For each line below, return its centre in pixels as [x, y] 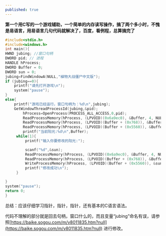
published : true [22, 10]
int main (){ [17, 49]
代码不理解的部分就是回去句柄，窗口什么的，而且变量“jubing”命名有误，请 [80, 216]
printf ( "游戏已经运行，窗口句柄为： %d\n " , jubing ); [62, 104]
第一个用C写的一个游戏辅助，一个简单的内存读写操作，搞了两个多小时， [78, 24]
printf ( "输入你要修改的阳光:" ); [55, 141]
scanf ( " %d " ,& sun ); [44, 150]
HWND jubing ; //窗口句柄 [29, 54]
